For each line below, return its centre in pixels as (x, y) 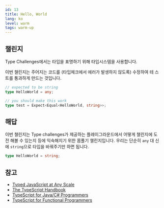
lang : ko (14, 19)
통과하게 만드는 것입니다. (38, 78)
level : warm (17, 23)
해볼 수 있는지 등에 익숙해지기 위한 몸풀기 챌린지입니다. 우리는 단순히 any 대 (82, 140)
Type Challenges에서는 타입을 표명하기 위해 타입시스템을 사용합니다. (71, 61)
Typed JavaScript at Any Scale (43, 185)
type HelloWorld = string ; (33, 156)
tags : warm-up (20, 28)
